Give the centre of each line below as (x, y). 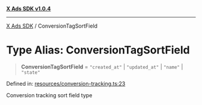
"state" (30, 72)
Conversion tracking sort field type (49, 95)
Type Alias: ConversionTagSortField (98, 50)
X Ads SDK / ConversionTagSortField (52, 26)
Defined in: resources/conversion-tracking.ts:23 (66, 83)
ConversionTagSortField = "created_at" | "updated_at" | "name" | (102, 67)
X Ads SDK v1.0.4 (29, 9)
